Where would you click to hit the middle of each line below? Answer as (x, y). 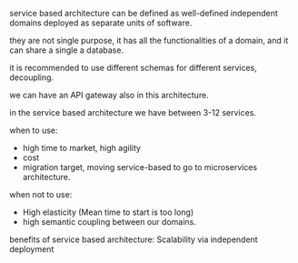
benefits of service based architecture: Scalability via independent (134, 239)
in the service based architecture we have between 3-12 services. (133, 112)
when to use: (34, 130)
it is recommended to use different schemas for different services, (133, 68)
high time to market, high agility (81, 148)
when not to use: (41, 194)
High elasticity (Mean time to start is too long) (108, 212)
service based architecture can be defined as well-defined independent (144, 13)
